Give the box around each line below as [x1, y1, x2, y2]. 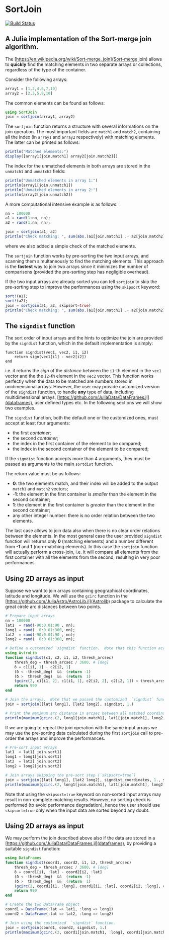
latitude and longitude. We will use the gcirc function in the [5, 593, 128, 599]
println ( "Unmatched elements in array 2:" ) [5, 187, 98, 192]
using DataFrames [5, 856, 42, 861]
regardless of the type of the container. [5, 66, 87, 72]
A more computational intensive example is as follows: [5, 201, 118, 207]
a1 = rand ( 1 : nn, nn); [5, 215, 51, 221]
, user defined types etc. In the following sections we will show [32, 400, 162, 406]
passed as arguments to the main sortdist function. [5, 461, 113, 467]
